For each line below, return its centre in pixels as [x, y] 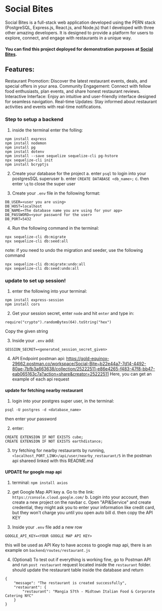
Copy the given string [27, 331]
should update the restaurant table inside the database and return [78, 570]
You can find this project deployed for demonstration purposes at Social [79, 49]
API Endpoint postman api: [39, 358]
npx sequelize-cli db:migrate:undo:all [45, 264]
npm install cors [23, 304]
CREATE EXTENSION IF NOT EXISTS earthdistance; [54, 442]
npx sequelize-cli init [29, 160]
